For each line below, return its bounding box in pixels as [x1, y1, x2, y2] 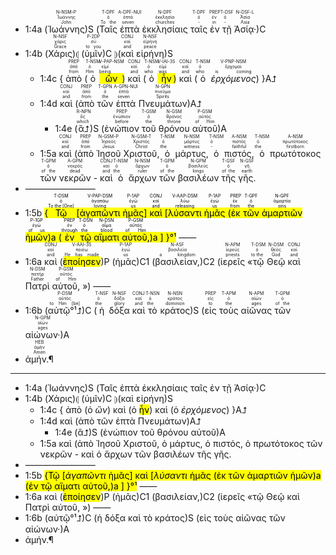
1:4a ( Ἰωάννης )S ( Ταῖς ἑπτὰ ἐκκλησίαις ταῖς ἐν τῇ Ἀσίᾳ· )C [24, 382, 267, 394]
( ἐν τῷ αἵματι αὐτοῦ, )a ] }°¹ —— [24, 480, 158, 492]
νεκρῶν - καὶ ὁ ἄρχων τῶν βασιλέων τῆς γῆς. [39, 448, 232, 460]
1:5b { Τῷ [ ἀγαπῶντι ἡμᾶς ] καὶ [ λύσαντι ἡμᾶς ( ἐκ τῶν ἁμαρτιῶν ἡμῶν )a [24, 470, 322, 481]
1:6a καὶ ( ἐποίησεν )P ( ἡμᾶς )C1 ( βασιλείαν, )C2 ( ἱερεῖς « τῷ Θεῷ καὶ [24, 491, 300, 502]
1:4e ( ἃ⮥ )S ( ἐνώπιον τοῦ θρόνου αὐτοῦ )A [54, 426, 226, 438]
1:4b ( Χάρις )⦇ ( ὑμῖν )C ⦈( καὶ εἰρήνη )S [24, 393, 173, 404]
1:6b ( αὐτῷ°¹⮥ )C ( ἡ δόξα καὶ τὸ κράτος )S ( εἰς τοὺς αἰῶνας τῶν [24, 512, 286, 524]
